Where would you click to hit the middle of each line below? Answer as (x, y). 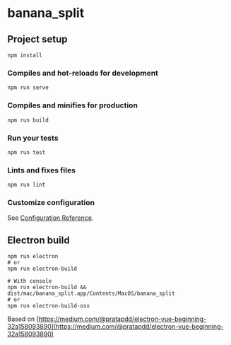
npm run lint (26, 185)
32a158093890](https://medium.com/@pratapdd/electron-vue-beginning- (115, 327)
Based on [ (23, 319)
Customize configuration (51, 203)
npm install (25, 55)
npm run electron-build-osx (49, 306)
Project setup (38, 39)
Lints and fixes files (42, 170)
